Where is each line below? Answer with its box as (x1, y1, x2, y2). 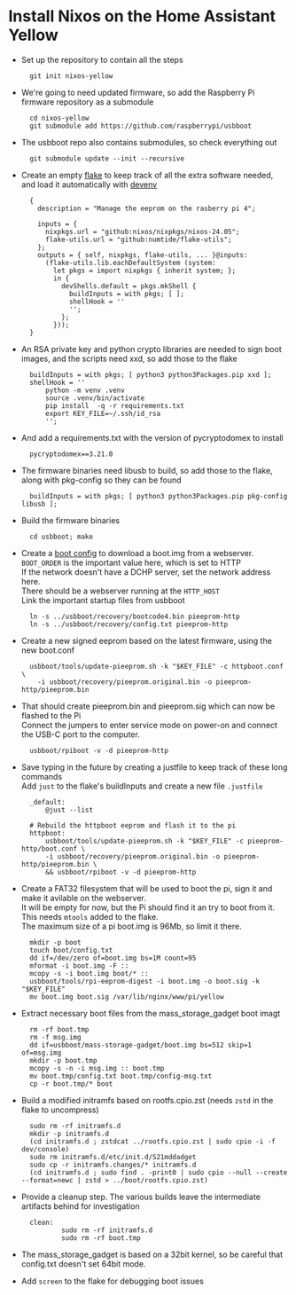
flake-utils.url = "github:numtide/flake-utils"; (44, 235, 232, 244)
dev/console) (20, 1144, 70, 1154)
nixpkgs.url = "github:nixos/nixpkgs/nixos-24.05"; (44, 227, 240, 236)
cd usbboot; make (29, 532, 94, 541)
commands (20, 771, 63, 781)
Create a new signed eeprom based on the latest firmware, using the (20, 635, 272, 646)
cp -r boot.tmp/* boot (29, 1079, 113, 1088)
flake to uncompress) (20, 1104, 99, 1115)
